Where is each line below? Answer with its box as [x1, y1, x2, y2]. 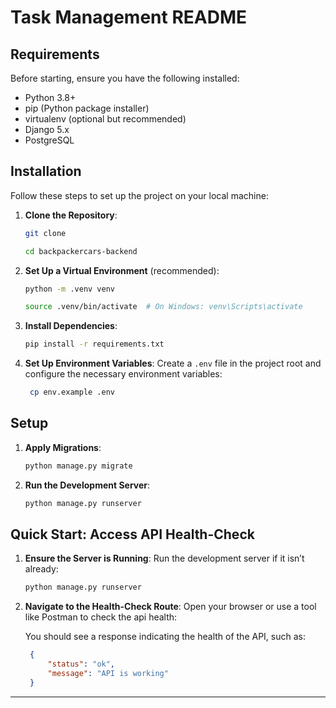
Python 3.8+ [24, 92, 77, 103]
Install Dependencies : [24, 320, 118, 332]
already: [24, 563, 59, 575]
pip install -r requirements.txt [24, 339, 165, 350]
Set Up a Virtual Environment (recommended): [24, 264, 220, 276]
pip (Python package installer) [24, 102, 150, 114]
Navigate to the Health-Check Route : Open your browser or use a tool [24, 601, 317, 613]
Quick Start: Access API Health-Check [10, 526, 255, 543]
